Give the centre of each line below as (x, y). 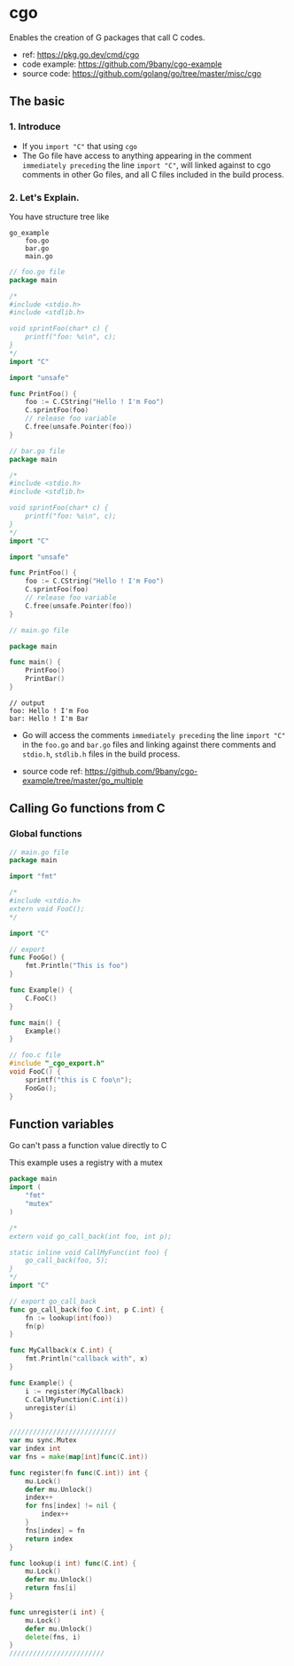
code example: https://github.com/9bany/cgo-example (122, 64)
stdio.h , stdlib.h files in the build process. (101, 754)
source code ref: (52, 771)
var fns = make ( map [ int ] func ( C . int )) (79, 1456)
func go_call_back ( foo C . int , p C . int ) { (87, 1309)
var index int (35, 1449)
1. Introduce (35, 127)
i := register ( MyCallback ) (75, 1391)
